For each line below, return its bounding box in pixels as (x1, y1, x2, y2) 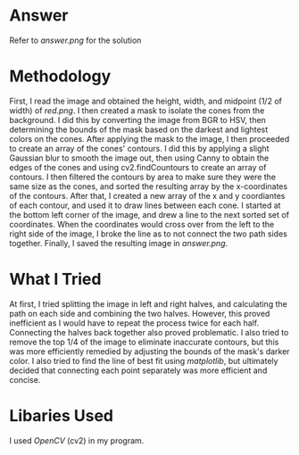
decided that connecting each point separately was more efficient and (9, 365, 268, 376)
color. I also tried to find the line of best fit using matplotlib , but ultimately (9, 355, 278, 366)
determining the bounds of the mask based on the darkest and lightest (9, 124, 269, 135)
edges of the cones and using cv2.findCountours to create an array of (9, 161, 267, 172)
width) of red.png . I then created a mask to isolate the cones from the (9, 104, 265, 116)
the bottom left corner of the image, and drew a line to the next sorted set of (9, 209, 290, 219)
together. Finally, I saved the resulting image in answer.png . (9, 237, 228, 248)
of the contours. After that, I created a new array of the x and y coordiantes (9, 190, 286, 201)
